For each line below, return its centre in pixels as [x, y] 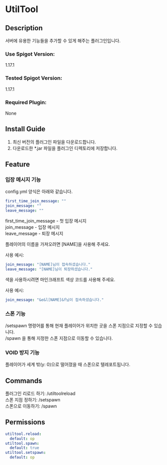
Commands [24, 380]
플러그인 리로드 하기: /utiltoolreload [40, 394]
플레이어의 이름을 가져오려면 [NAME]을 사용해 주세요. [58, 244]
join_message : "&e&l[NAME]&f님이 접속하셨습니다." [55, 300]
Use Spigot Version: [30, 54]
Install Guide [25, 129]
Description [24, 28]
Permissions [25, 422]
